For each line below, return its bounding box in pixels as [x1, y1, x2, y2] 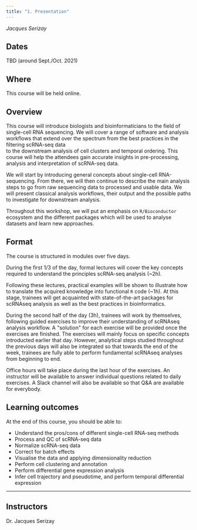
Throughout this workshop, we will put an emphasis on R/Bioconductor [6, 208, 177, 215]
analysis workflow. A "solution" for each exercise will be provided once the [6, 324, 187, 331]
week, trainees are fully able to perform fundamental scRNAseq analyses [6, 349, 183, 356]
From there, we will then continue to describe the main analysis [37, 177, 190, 185]
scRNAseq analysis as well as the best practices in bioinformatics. [6, 300, 166, 307]
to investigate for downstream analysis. [6, 196, 101, 203]
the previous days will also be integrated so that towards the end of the [6, 343, 178, 350]
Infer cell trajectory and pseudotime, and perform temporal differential [14, 473, 184, 480]
